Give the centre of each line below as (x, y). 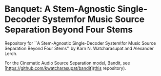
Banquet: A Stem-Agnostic (60, 9)
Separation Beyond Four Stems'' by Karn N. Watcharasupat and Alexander (79, 48)
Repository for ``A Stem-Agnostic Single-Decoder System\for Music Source (80, 43)
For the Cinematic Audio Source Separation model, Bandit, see (67, 63)
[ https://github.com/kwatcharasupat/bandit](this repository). (65, 68)
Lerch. (11, 53)
